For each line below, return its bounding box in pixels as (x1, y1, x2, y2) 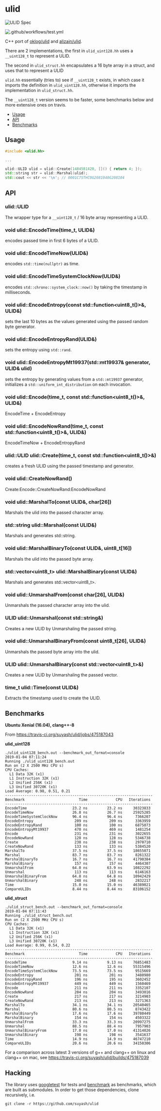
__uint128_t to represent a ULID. (5, 53, 70, 59)
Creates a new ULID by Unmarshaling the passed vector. (5, 672, 118, 678)
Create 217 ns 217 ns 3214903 (5, 994, 151, 999)
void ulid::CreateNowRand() (5, 475, 72, 482)
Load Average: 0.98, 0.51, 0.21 (5, 789, 70, 794)
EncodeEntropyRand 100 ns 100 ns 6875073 (5, 823, 151, 828)
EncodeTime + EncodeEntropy (5, 410, 66, 417)
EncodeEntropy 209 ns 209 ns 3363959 (5, 819, 151, 823)
